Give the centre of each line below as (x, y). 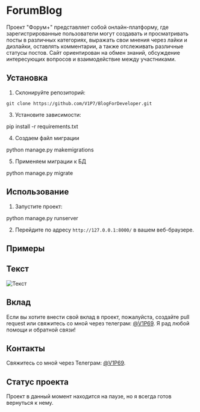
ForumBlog (34, 11)
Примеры (26, 248)
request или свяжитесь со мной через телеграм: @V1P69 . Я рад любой (98, 323)
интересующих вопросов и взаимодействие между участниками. (91, 59)
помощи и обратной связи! (41, 330)
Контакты (26, 349)
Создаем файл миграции (47, 138)
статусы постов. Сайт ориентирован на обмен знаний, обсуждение (93, 52)
